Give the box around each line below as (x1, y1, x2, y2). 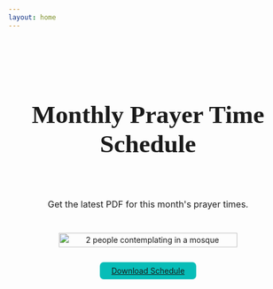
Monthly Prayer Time (31, 100, 265, 129)
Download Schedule (111, 265, 185, 276)
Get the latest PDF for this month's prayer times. (47, 198, 249, 210)
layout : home (8, 12, 57, 22)
